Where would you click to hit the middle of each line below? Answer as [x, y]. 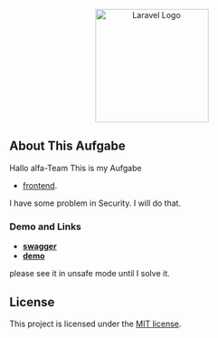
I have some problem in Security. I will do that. [95, 203]
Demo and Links [45, 227]
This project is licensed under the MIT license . [95, 324]
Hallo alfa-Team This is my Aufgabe [76, 168]
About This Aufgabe [67, 146]
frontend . [40, 185]
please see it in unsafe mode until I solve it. [90, 274]
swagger [39, 246]
